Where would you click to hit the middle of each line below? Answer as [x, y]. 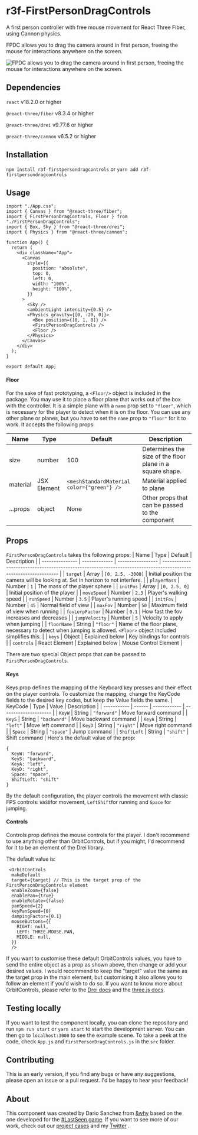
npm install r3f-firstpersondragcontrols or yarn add [72, 169]
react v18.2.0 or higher [34, 102]
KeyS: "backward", [34, 759]
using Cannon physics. [34, 33]
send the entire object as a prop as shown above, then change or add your [97, 964]
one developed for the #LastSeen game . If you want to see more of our [92, 1120]
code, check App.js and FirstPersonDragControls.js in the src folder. [91, 1041]
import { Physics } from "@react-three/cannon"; [67, 232]
